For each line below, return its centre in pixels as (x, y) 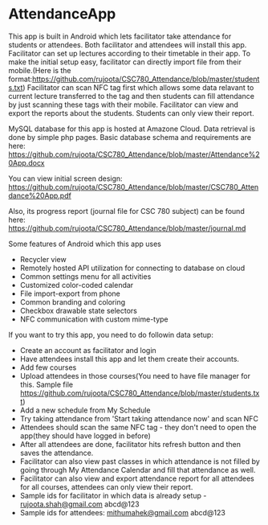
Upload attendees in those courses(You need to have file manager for (135, 375)
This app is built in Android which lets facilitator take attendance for (120, 36)
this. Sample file (47, 384)
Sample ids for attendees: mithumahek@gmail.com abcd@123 (123, 512)
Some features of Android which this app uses (85, 244)
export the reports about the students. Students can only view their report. (131, 113)
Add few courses (48, 367)
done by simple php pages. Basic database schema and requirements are (130, 137)
